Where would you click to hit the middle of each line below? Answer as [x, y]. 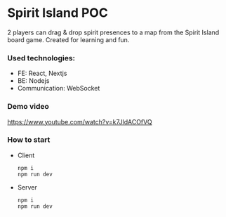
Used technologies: [41, 58]
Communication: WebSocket [59, 88]
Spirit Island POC [58, 13]
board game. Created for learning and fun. [68, 39]
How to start [29, 140]
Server [27, 187]
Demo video [28, 107]
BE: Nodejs [33, 81]
